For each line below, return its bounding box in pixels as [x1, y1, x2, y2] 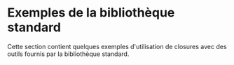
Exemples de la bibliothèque [7, 5, 175, 21]
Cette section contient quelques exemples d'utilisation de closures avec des [7, 42, 227, 50]
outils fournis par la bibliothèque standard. [7, 50, 130, 58]
